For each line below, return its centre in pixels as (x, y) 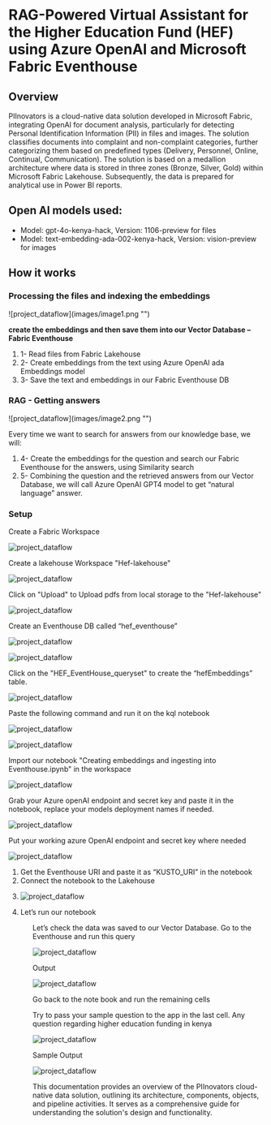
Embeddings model (52, 371)
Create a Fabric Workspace (54, 532)
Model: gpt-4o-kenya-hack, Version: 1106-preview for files (118, 230)
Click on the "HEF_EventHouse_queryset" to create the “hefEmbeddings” (131, 673)
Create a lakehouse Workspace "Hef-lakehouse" (90, 563)
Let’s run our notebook (58, 912)
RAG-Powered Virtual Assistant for (129, 15)
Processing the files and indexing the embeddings (110, 296)
